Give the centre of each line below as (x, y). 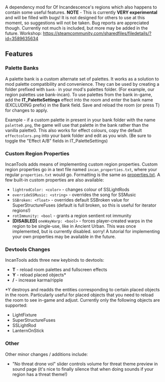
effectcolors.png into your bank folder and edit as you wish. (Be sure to (78, 136)
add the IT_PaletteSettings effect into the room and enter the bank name (79, 100)
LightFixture (24, 315)
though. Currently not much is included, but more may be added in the (76, 28)
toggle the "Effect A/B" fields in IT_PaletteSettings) (57, 140)
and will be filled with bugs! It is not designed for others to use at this (75, 17)
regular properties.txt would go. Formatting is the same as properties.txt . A (83, 174)
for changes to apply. (27, 110)
